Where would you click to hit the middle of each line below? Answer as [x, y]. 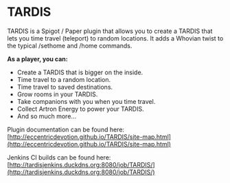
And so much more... [47, 116]
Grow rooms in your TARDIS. [57, 94]
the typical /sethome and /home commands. [70, 45]
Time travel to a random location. [64, 79]
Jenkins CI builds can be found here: [59, 157]
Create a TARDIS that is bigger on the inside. [80, 72]
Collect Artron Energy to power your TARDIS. [80, 109]
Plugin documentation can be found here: [66, 129]
